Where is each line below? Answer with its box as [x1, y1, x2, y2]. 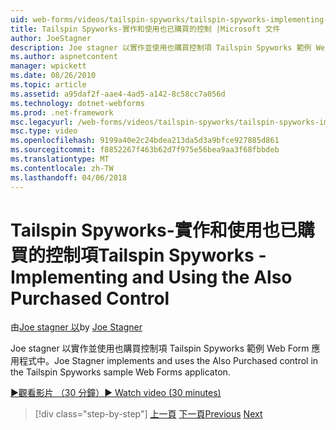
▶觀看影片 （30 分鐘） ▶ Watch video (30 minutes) [10, 387, 222, 399]
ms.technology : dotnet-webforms [10, 98, 145, 108]
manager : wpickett [10, 61, 87, 71]
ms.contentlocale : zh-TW [10, 163, 114, 173]
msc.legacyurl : [10, 117, 74, 127]
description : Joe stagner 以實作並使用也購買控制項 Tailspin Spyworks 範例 [10, 42, 312, 53]
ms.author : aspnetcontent [10, 52, 118, 62]
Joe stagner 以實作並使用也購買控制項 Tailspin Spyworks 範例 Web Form [10, 342, 310, 355]
